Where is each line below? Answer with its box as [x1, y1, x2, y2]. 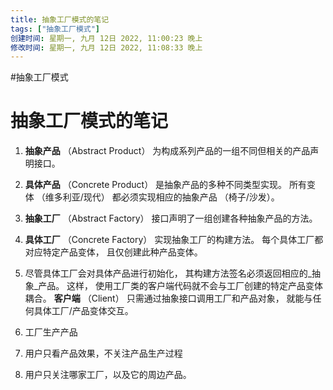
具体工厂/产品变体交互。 [33, 305, 134, 317]
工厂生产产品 [24, 326, 78, 338]
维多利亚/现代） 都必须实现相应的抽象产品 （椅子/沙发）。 [44, 191, 280, 203]
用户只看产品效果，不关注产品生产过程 [24, 347, 183, 360]
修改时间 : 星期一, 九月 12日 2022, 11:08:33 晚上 [10, 42, 203, 53]
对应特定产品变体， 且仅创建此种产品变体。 [24, 246, 203, 258]
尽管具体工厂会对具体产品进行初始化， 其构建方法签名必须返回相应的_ [24, 267, 313, 280]
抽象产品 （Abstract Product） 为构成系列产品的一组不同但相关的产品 [24, 145, 311, 157]
